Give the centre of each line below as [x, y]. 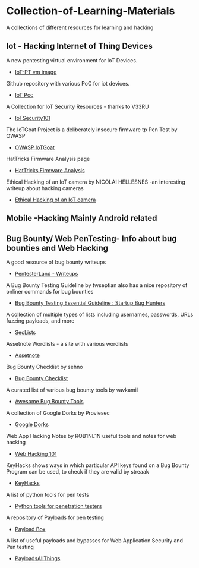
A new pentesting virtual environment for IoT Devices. [72, 60]
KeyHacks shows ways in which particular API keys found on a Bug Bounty [98, 465]
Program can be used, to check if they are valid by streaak [78, 471]
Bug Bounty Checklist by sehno [45, 367]
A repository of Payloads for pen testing [55, 517]
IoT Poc [24, 95]
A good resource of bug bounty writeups [56, 262]
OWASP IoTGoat [35, 147]
